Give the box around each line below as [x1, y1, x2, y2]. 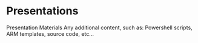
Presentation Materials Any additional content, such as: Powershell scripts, [6, 24, 193, 31]
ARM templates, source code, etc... [6, 30, 94, 37]
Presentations [6, 4, 79, 18]
